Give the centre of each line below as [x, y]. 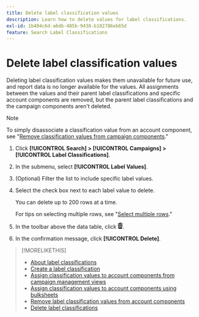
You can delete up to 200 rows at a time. [66, 203]
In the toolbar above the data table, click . [70, 227]
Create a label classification [65, 269]
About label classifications [63, 263]
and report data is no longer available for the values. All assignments [92, 87]
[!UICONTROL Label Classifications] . [63, 155]
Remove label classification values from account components [107, 301]
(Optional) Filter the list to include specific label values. [84, 179]
